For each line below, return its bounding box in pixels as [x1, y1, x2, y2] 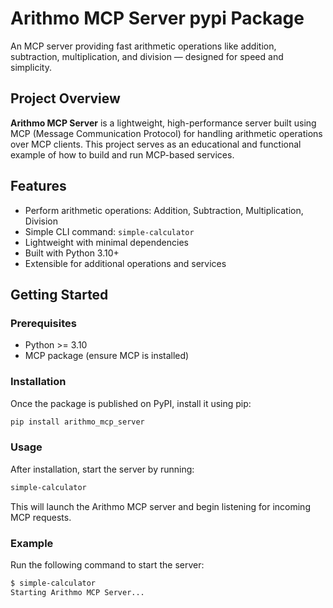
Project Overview [10, 90, 121, 107]
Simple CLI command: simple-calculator [24, 225, 195, 237]
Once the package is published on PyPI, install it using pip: [10, 397, 252, 409]
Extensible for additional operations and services [24, 257, 227, 269]
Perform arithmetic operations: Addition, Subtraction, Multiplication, [24, 204, 304, 216]
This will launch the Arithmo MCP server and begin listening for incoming [10, 500, 311, 512]
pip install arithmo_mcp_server [10, 417, 145, 427]
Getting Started [10, 286, 109, 303]
